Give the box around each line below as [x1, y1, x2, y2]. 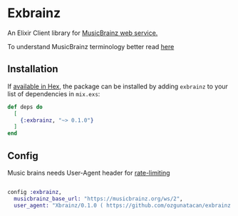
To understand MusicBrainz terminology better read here [7, 42, 175, 51]
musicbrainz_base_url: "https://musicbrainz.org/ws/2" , [14, 195, 183, 202]
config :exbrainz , [7, 188, 62, 195]
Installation [7, 63, 58, 76]
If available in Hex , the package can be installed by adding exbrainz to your [7, 82, 228, 91]
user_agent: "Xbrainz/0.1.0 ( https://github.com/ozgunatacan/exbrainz [14, 202, 232, 209]
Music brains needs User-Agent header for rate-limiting [7, 168, 170, 177]
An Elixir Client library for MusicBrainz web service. [7, 29, 158, 37]
